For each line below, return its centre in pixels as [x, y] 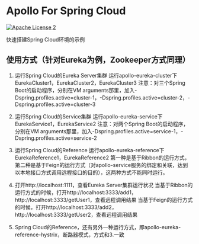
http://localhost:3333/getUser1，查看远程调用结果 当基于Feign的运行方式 [104, 200]
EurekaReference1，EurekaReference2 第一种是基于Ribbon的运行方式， [102, 158]
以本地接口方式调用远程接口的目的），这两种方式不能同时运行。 [91, 172]
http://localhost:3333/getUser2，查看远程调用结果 [76, 214]
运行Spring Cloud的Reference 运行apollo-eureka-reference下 [89, 150]
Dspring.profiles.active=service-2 [56, 138]
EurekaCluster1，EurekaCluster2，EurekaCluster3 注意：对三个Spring [100, 83]
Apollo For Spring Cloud [66, 11]
